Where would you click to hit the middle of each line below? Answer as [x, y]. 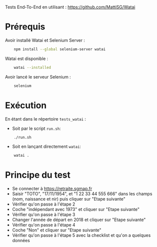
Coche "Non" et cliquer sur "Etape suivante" [57, 230]
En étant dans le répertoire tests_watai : [46, 119]
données [21, 241]
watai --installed [32, 67]
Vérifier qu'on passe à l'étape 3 [44, 215]
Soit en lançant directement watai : [47, 146]
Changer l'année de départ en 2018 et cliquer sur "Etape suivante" [79, 220]
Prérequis [25, 27]
